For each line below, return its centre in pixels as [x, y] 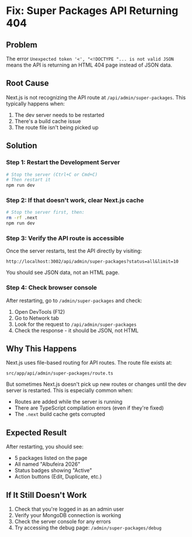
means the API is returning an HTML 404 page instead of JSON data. [89, 65]
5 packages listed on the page [51, 458]
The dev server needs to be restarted [60, 115]
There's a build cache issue [48, 121]
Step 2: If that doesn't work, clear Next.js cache [75, 200]
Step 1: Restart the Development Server [63, 162]
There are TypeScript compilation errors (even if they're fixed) [89, 408]
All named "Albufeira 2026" [47, 464]
